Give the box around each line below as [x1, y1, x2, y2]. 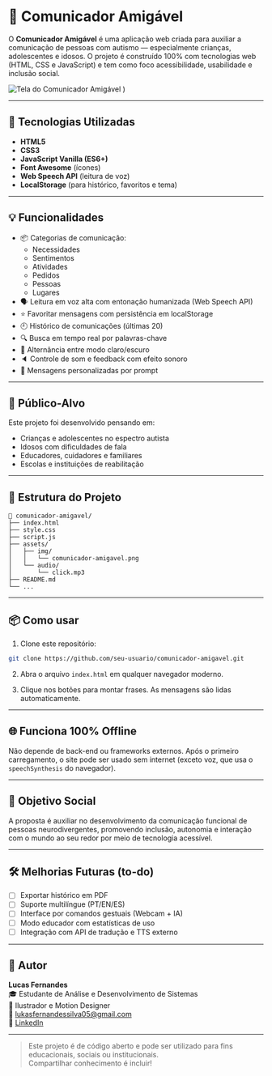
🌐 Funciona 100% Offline [8, 725, 138, 738]
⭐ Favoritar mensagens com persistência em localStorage [19, 308, 214, 318]
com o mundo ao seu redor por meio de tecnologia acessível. [8, 833, 213, 843]
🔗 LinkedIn [8, 1018, 44, 1027]
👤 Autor [8, 959, 48, 972]
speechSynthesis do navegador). [8, 763, 116, 772]
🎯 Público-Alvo [8, 396, 86, 410]
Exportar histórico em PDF [19, 891, 108, 900]
